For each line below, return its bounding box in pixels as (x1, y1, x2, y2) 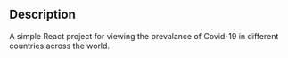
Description (9, 7, 76, 22)
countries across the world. (9, 40, 110, 51)
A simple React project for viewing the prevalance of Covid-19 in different (9, 30, 279, 41)
